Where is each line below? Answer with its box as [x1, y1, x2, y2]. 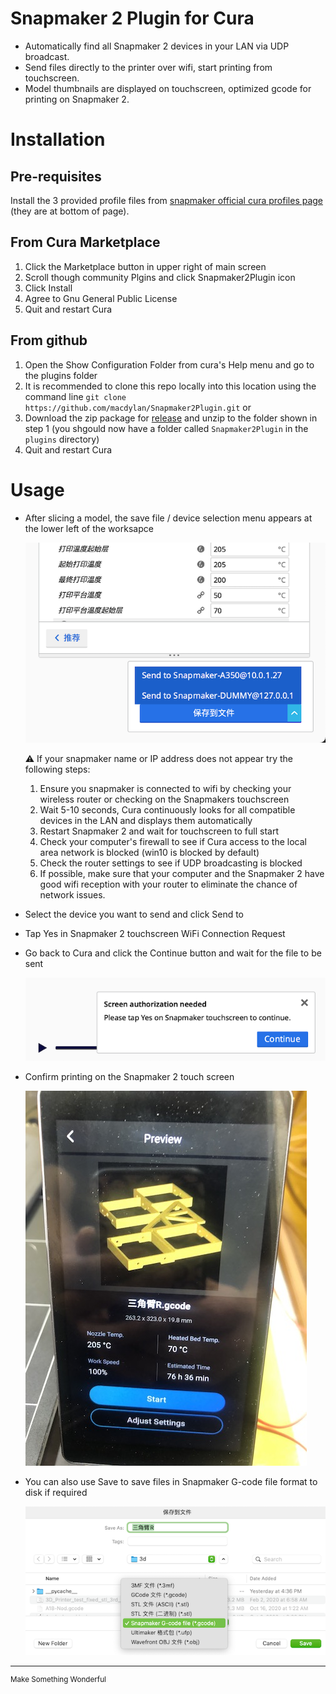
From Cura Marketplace [10, 234, 161, 251]
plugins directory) [24, 433, 100, 445]
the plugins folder [24, 369, 98, 381]
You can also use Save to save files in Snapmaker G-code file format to [24, 1476, 318, 1488]
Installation [10, 128, 106, 151]
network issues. [39, 889, 106, 901]
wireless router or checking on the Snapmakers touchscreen [39, 793, 290, 806]
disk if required [24, 1487, 88, 1499]
